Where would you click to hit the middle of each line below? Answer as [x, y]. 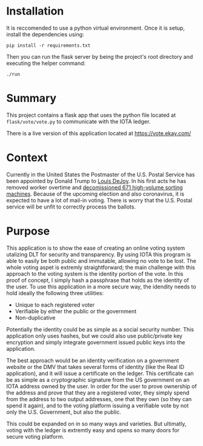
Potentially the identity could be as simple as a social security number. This [100, 329]
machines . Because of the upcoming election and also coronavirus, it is [95, 194]
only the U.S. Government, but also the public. [64, 412]
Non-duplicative [35, 318]
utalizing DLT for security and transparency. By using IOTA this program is [98, 254]
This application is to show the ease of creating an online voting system [96, 248]
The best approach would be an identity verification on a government [93, 360]
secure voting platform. [35, 436]
